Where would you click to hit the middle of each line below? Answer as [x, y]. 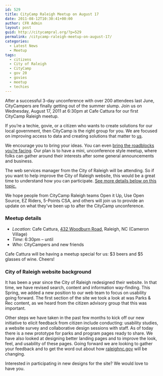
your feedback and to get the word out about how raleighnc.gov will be [76, 349]
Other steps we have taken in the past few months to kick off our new [75, 318]
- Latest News [24, 46]
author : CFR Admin [24, 23]
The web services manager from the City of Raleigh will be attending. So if [80, 170]
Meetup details [23, 218]
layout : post [18, 28]
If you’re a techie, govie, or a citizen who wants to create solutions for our [79, 125]
